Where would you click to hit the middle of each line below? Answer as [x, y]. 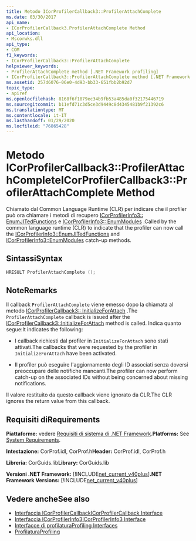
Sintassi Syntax [34, 259]
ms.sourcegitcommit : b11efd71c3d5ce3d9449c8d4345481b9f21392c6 [85, 104]
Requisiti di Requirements [53, 420]
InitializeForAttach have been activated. [66, 354]
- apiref [17, 93]
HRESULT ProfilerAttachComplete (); [51, 272]
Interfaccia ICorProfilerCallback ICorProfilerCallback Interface [89, 513]
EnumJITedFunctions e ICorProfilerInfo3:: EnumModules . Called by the [91, 221]
